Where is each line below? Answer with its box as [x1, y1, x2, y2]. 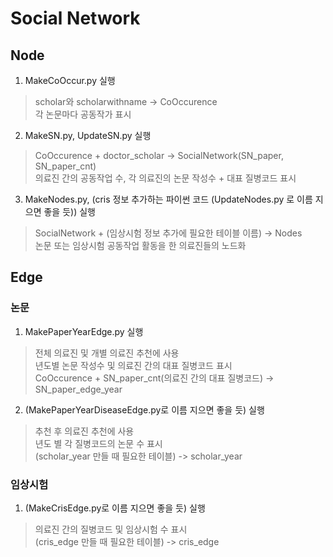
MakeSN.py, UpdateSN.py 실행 [24, 130, 152, 141]
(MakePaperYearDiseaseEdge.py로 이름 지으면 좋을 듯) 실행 [24, 403, 265, 416]
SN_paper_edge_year [34, 383, 123, 395]
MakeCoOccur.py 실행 [24, 75, 116, 86]
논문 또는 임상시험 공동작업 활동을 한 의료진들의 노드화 [34, 240, 247, 251]
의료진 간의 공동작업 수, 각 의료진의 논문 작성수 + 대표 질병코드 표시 [34, 172, 297, 184]
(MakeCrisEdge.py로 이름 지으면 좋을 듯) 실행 [24, 502, 206, 514]
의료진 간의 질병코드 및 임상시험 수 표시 [34, 523, 188, 535]
